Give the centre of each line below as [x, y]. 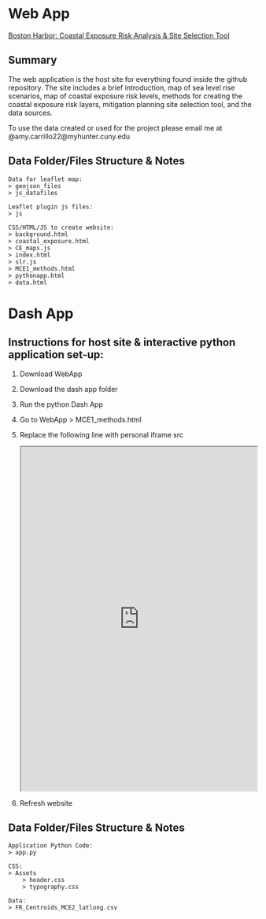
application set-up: [56, 355]
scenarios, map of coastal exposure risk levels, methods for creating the [125, 96]
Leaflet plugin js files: [50, 207]
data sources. [30, 113]
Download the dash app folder [68, 389]
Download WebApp [51, 374]
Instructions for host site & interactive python [122, 343]
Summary [33, 60]
